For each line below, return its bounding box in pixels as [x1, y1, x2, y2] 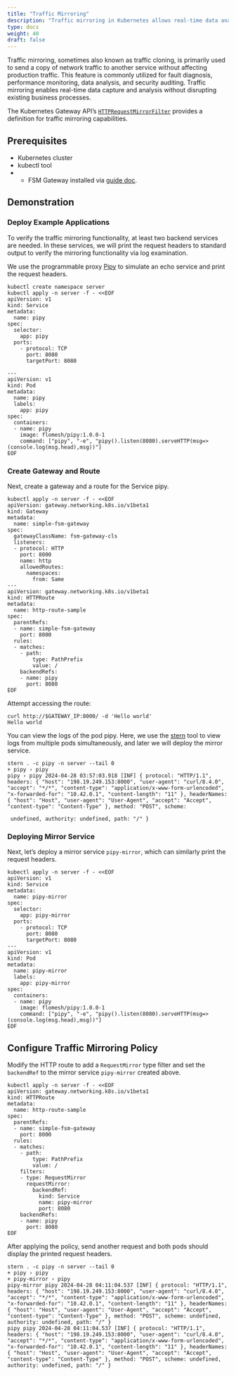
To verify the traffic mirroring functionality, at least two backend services [7, 233, 218, 242]
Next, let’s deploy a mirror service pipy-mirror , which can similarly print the [7, 848, 226, 856]
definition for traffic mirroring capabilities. [7, 114, 128, 123]
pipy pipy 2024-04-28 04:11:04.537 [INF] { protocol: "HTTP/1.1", [7, 1325, 206, 1332]
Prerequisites [7, 135, 67, 147]
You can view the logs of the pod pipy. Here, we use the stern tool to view [7, 731, 221, 740]
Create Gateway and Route [7, 466, 100, 476]
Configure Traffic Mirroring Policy [7, 1042, 158, 1054]
